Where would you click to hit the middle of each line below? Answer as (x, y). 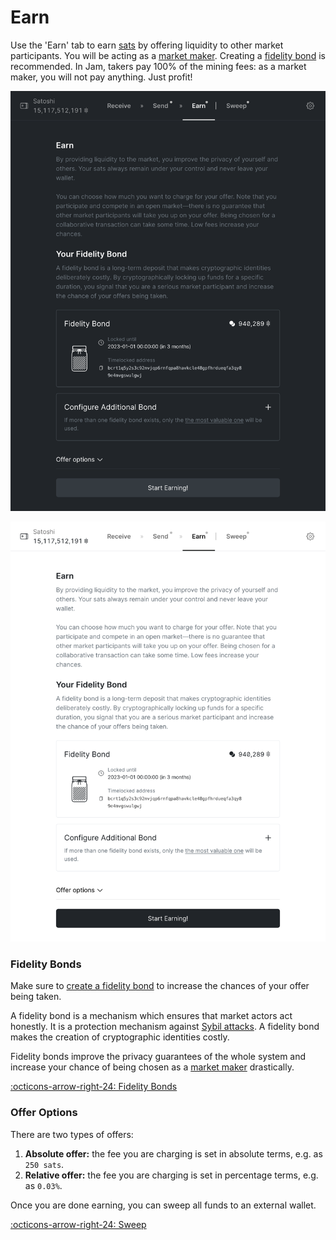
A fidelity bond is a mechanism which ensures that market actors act (151, 1016)
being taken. (36, 997)
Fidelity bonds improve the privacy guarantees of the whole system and (158, 1057)
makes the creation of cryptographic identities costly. (120, 1037)
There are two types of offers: (72, 1134)
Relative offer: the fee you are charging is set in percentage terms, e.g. (171, 1175)
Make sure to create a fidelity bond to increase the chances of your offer (160, 986)
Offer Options (44, 1113)
